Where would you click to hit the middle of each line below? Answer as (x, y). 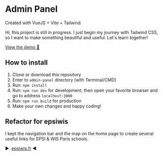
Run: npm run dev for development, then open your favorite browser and (85, 90)
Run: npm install (30, 85)
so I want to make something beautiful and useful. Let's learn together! (77, 38)
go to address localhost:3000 (42, 95)
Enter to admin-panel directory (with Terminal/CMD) (64, 79)
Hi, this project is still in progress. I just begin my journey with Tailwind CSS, (82, 32)
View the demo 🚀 (22, 47)
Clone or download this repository (47, 75)
